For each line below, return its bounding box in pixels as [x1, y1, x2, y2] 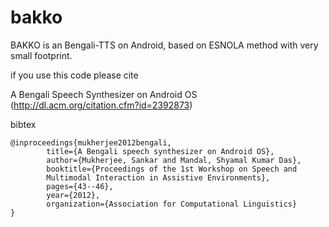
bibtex [10, 118, 37, 130]
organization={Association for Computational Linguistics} [46, 199, 298, 209]
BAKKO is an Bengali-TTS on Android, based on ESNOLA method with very [10, 39, 319, 51]
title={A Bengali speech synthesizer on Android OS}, [46, 146, 275, 156]
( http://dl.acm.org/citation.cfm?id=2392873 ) [10, 99, 193, 111]
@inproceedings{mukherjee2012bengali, [10, 137, 172, 148]
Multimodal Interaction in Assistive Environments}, [46, 172, 271, 183]
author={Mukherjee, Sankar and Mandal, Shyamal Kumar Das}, [46, 155, 302, 165]
